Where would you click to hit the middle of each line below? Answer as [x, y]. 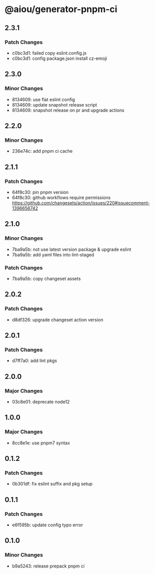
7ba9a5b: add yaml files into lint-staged [53, 254]
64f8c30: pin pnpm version [40, 192]
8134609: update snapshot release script [54, 105]
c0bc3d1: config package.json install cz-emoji [59, 58]
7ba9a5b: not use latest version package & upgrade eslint [71, 249]
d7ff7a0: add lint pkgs [34, 361]
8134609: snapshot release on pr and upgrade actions [68, 110]
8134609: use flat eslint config [43, 100]
